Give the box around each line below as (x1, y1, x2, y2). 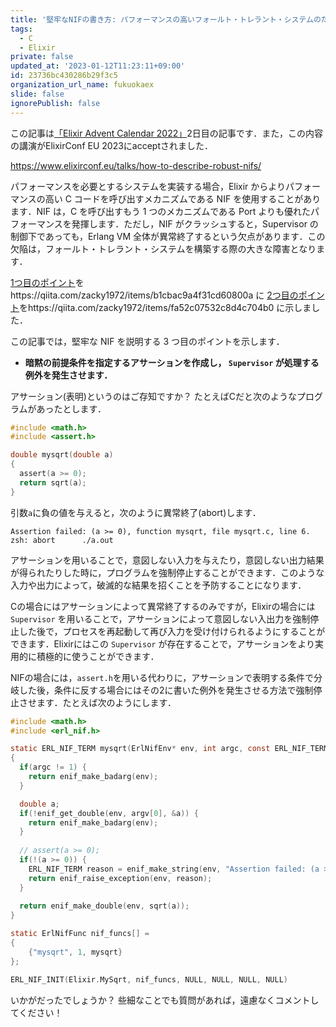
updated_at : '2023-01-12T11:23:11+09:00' (10, 61, 186, 71)
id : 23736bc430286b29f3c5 (10, 71, 118, 81)
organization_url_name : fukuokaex (10, 80, 155, 90)
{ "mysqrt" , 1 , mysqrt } (28, 947, 123, 957)
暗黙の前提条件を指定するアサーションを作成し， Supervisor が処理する (24, 356, 320, 368)
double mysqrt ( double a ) (10, 450, 114, 460)
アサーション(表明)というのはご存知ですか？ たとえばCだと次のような (10, 390, 298, 402)
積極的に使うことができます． (36, 650, 160, 662)
